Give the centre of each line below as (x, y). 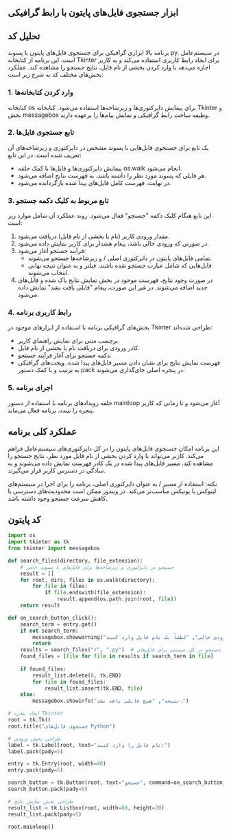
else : (28, 695)
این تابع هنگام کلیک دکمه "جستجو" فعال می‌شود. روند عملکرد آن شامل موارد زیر (110, 216)
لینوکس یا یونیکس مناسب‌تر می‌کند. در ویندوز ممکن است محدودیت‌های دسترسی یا (112, 491)
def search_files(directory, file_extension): (75, 561)
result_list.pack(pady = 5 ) (45, 814)
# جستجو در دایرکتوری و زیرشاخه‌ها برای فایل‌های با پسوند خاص (97, 567)
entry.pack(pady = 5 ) (36, 770)
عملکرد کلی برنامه (42, 432)
